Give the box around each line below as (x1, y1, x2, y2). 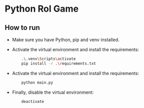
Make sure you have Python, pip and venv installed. (12, 37, 120, 43)
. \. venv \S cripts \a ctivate (21, 56, 76, 61)
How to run (5, 23, 40, 32)
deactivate (21, 99, 44, 104)
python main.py (21, 80, 54, 85)
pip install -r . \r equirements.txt (21, 61, 97, 66)
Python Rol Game (5, 3, 79, 15)
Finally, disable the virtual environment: (12, 89, 94, 95)
